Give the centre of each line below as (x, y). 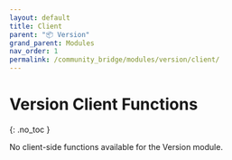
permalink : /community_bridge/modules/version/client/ (115, 60)
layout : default (40, 18)
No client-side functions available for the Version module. (116, 146)
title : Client (36, 26)
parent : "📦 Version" (50, 34)
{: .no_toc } (30, 129)
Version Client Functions (104, 104)
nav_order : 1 (34, 52)
